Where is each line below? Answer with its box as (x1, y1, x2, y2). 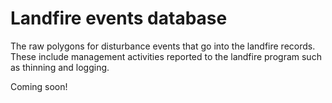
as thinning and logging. (10, 61, 110, 73)
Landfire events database (10, 7, 228, 30)
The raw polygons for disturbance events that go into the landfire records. (10, 40, 316, 52)
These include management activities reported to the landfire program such (10, 50, 322, 62)
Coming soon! (10, 80, 68, 92)
